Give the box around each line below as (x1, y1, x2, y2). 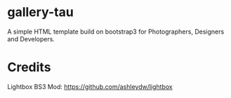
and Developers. (7, 34, 55, 43)
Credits (7, 59, 51, 76)
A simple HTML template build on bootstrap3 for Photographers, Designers (7, 27, 225, 36)
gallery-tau (7, 4, 74, 20)
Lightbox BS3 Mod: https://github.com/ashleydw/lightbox (7, 82, 173, 91)
